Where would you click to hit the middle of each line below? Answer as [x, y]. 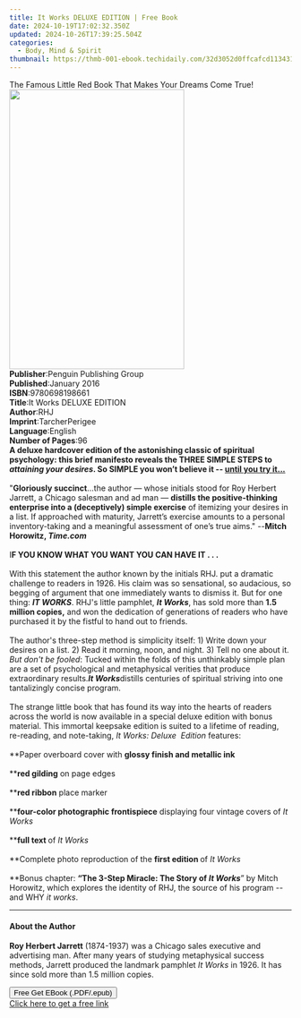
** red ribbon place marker [58, 792]
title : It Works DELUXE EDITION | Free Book [94, 17]
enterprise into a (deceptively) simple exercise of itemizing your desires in [149, 507]
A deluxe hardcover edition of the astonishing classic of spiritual [132, 450]
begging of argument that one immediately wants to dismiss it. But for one [146, 593]
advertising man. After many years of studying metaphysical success [137, 955]
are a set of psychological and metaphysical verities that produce [130, 669]
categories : [31, 43]
